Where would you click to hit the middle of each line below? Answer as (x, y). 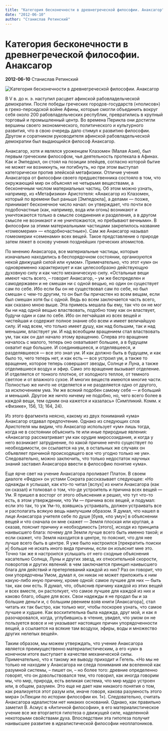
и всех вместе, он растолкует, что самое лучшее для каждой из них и (80, 591)
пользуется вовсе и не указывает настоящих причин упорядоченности (81, 623)
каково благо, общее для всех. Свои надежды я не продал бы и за (76, 596)
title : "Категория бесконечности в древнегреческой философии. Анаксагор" (85, 10)
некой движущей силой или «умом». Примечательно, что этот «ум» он (82, 262)
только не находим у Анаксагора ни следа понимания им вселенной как (83, 665)
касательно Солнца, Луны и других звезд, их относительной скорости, (81, 559)
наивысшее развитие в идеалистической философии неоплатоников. (79, 723)
